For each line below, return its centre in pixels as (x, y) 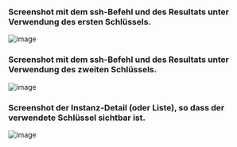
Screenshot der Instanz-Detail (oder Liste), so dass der (117, 107)
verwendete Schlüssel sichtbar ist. (77, 118)
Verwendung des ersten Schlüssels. (80, 21)
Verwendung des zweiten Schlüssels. (83, 70)
